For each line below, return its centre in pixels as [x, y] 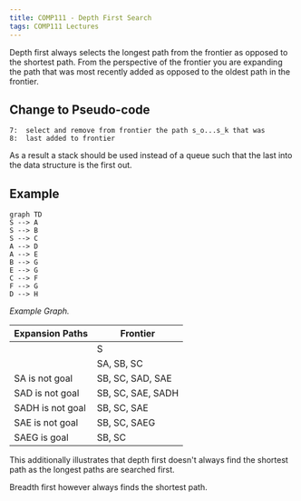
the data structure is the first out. [71, 165]
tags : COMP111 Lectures [54, 26]
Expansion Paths [51, 334]
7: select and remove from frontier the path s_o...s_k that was [137, 131]
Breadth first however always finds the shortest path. [108, 487]
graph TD [26, 215]
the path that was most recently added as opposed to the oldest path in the [150, 71]
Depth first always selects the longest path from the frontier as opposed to [149, 52]
